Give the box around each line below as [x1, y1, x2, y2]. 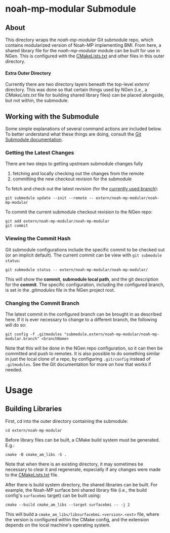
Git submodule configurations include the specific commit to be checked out [5, 246, 165, 253]
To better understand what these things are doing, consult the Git [5, 131, 142, 137]
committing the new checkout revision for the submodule [12, 176, 132, 182]
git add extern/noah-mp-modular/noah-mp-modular [5, 219, 110, 224]
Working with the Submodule [5, 112, 99, 121]
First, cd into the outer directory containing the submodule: [5, 418, 128, 424]
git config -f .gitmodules [5, 331, 62, 337]
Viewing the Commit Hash [5, 235, 71, 242]
